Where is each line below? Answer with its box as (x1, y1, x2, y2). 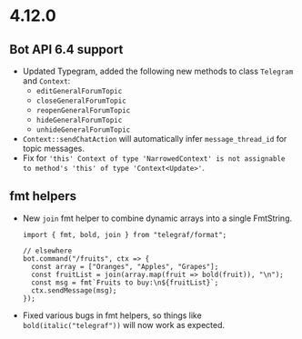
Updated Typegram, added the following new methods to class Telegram (22, 65, 294, 76)
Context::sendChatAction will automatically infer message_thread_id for (22, 134, 287, 144)
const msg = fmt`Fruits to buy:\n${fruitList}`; (31, 278, 219, 287)
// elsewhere (22, 246, 73, 255)
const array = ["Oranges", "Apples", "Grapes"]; (31, 262, 219, 271)
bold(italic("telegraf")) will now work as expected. (22, 319, 226, 330)
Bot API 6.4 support (9, 42, 124, 57)
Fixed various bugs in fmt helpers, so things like (22, 310, 202, 321)
